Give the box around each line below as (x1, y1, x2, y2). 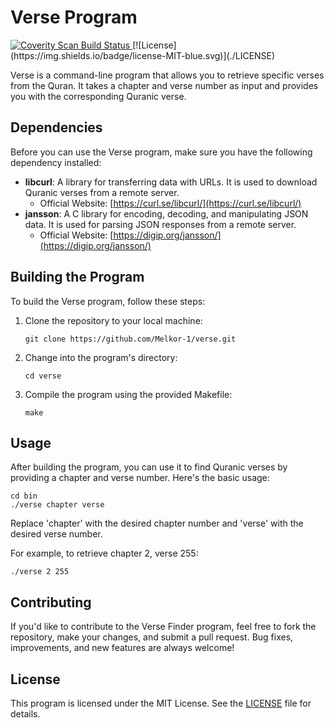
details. (10, 708, 41, 720)
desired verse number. (10, 528, 103, 540)
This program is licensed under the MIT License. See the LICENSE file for (10, 697, 312, 709)
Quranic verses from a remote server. (24, 186, 180, 198)
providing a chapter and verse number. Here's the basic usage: (10, 472, 270, 484)
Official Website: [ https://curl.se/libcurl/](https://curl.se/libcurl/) (39, 197, 302, 209)
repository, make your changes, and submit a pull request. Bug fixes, (10, 631, 294, 643)
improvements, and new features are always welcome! (10, 642, 235, 654)
